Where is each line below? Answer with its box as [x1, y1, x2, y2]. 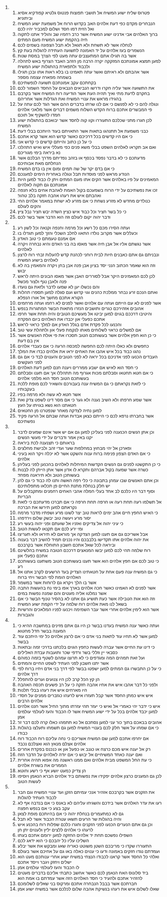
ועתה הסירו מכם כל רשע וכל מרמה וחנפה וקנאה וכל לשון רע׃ [17, 225, 130, 231]
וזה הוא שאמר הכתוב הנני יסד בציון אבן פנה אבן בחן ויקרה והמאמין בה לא [17, 263, 155, 268]
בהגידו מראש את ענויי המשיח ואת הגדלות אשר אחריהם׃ [17, 96, 122, 102]
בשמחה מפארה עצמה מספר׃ [17, 74, 72, 80]
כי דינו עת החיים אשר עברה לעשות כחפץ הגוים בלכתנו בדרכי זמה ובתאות [17, 644, 155, 650]
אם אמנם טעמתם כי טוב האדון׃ [17, 235, 76, 241]
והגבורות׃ [17, 612, 34, 618]
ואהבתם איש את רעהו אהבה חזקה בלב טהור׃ [17, 192, 101, 198]
